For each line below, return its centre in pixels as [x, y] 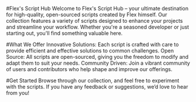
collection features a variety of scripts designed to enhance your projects [94, 21]
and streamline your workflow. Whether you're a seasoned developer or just [97, 27]
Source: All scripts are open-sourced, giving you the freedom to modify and [97, 57]
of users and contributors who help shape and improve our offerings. [89, 69]
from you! [18, 93]
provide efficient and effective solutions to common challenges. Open [90, 51]
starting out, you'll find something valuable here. [64, 33]
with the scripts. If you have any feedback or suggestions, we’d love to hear [97, 87]
